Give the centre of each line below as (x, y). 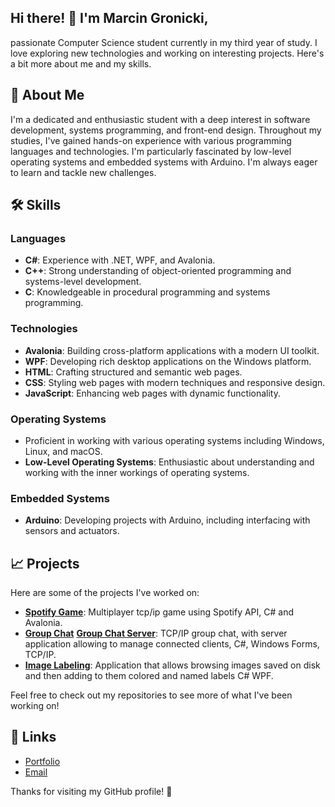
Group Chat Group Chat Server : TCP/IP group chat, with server (156, 633)
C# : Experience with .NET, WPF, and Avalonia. (120, 260)
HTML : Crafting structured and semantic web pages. (133, 372)
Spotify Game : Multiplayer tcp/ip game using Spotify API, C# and (159, 612)
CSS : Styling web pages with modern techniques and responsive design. (175, 382)
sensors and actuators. (72, 531)
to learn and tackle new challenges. (83, 172)
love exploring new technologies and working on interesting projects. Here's (167, 53)
